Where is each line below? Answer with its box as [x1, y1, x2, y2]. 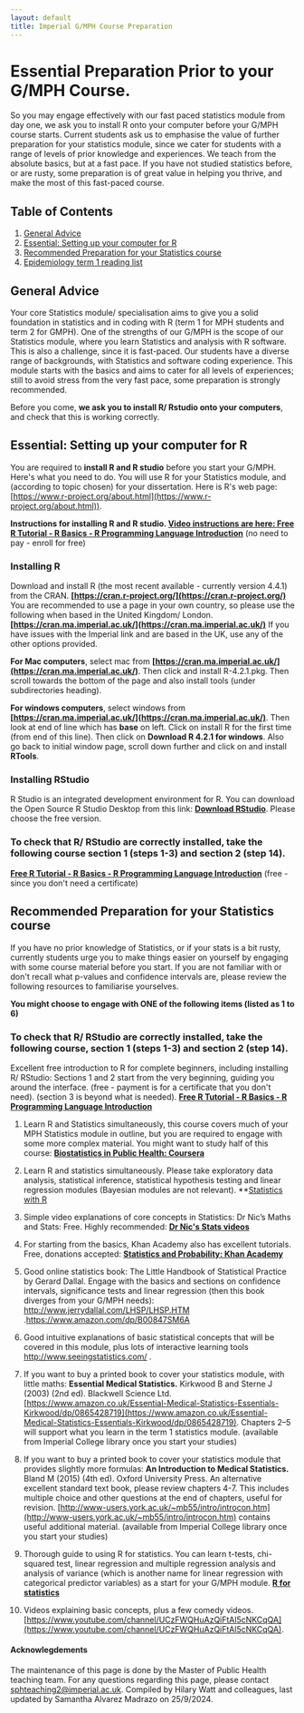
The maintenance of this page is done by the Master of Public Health [10, 1665, 267, 1676]
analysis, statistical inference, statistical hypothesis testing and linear [23, 1174, 281, 1185]
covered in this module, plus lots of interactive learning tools [23, 1341, 249, 1352]
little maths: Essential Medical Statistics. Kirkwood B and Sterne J [23, 1378, 273, 1389]
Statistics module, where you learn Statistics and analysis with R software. [10, 337, 288, 347]
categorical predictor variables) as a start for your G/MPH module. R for [23, 1577, 291, 1588]
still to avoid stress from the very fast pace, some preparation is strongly [10, 375, 281, 386]
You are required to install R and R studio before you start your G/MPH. [10, 462, 277, 473]
